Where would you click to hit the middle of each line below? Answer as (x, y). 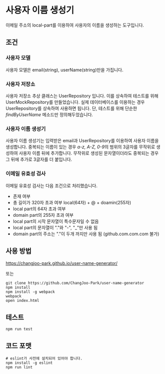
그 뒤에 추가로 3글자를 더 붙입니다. (39, 159)
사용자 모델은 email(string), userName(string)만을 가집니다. (65, 70)
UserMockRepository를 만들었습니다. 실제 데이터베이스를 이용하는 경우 (75, 102)
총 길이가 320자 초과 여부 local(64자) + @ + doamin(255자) (72, 202)
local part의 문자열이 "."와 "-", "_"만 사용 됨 (55, 227)
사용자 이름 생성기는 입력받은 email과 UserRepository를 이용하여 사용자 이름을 (82, 141)
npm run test (19, 329)
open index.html (22, 301)
